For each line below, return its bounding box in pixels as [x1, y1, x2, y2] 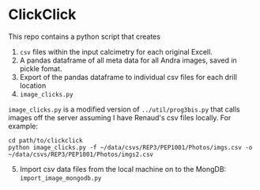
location [19, 81, 47, 90]
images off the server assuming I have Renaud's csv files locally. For [8, 112, 232, 122]
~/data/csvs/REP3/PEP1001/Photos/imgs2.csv [8, 150, 154, 158]
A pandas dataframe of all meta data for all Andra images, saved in [19, 55, 237, 65]
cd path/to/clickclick [8, 136, 83, 144]
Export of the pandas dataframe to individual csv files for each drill [19, 72, 237, 82]
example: [8, 121, 38, 131]
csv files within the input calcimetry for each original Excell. [19, 47, 213, 56]
